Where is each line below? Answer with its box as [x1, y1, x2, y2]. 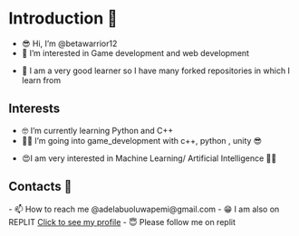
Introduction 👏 [8, 8, 119, 29]
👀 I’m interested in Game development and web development [21, 47, 250, 58]
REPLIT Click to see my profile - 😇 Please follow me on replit [8, 216, 236, 227]
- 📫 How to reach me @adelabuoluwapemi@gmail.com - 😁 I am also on [8, 203, 280, 214]
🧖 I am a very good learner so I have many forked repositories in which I [21, 65, 291, 76]
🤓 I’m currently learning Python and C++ [21, 125, 174, 136]
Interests [8, 101, 61, 117]
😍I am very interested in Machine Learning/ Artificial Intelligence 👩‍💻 [21, 153, 277, 164]
